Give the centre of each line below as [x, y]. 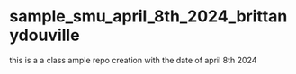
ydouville [45, 35]
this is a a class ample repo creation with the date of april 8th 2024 [133, 60]
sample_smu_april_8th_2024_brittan [148, 16]
